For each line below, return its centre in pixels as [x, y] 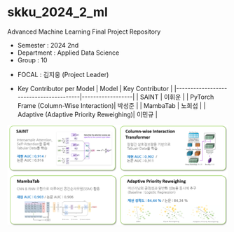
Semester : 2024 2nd [48, 45]
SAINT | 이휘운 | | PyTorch [177, 97]
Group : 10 [32, 60]
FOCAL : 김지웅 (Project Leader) [63, 74]
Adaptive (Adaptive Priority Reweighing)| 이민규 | [87, 114]
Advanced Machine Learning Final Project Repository [84, 32]
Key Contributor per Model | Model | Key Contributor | [95, 88]
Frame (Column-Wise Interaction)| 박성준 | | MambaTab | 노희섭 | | [111, 105]
